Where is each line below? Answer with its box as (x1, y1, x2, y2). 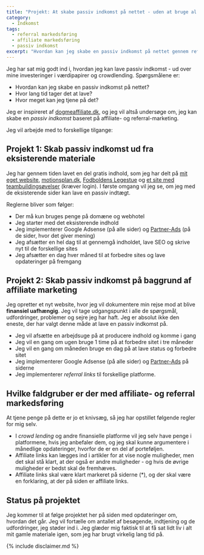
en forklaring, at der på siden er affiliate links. (15, 478, 129, 485)
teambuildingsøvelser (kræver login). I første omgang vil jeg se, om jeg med (6, 182, 195, 190)
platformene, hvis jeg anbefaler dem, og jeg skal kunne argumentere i (15, 439, 189, 446)
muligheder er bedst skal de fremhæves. (15, 464, 117, 472)
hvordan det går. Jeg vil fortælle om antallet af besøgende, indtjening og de (6, 518, 195, 525)
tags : (6, 26, 20, 32)
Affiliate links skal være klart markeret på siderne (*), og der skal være (15, 471, 191, 478)
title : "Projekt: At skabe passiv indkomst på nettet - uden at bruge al (6, 9, 197, 15)
